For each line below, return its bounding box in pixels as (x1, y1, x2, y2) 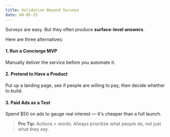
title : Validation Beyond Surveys (5, 7, 80, 13)
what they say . (17, 126, 50, 132)
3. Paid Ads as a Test (5, 99, 50, 105)
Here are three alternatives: (5, 36, 63, 42)
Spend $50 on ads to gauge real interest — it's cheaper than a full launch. (5, 111, 162, 117)
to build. (5, 87, 23, 94)
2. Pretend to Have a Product (5, 71, 68, 77)
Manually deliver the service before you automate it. (5, 59, 116, 65)
